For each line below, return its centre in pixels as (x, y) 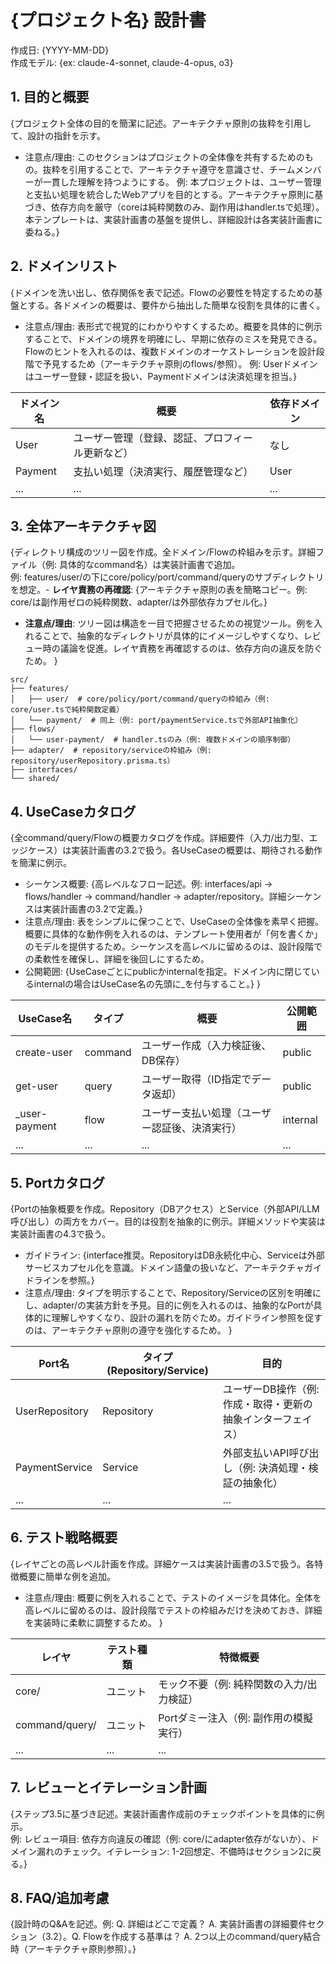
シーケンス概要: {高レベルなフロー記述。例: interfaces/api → (148, 884)
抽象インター (252, 1419)
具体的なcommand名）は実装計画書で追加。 (149, 565)
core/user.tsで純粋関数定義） (67, 710)
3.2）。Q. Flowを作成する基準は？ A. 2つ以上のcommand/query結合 (183, 1937)
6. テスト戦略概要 (64, 1537)
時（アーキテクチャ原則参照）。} (73, 1949)
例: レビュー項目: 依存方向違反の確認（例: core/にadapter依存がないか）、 (161, 1838)
